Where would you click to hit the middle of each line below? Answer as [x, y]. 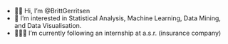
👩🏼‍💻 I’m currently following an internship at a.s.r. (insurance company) [118, 33]
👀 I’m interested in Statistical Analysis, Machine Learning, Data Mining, [117, 18]
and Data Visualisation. [48, 25]
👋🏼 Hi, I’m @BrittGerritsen [52, 11]
